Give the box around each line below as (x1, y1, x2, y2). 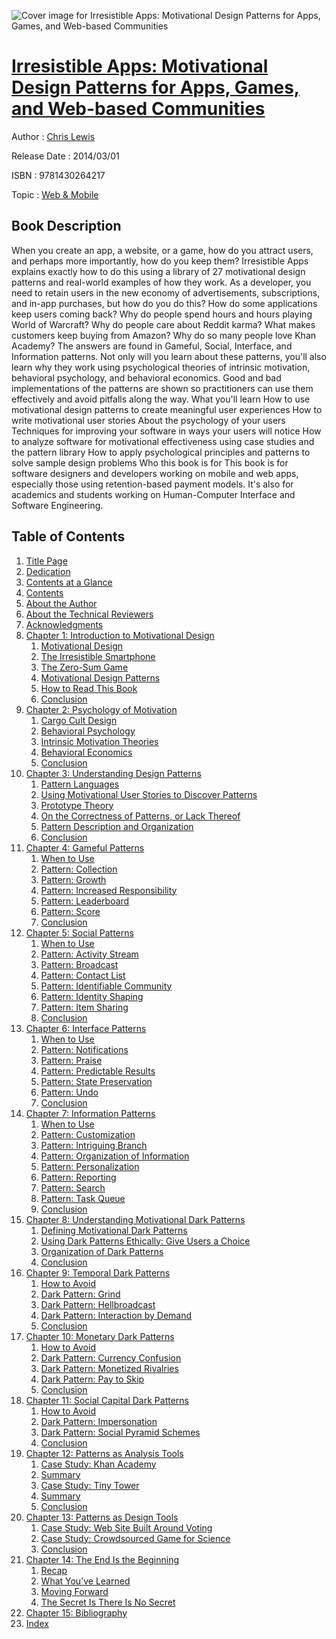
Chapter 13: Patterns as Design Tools (25, 1511, 179, 1523)
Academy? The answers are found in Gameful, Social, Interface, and (11, 340, 293, 352)
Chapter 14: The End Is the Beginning (25, 1553, 180, 1565)
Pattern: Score (40, 905, 101, 917)
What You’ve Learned (40, 1575, 131, 1587)
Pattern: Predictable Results (40, 1065, 156, 1077)
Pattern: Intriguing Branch (40, 1139, 148, 1151)
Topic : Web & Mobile (11, 188, 99, 200)
